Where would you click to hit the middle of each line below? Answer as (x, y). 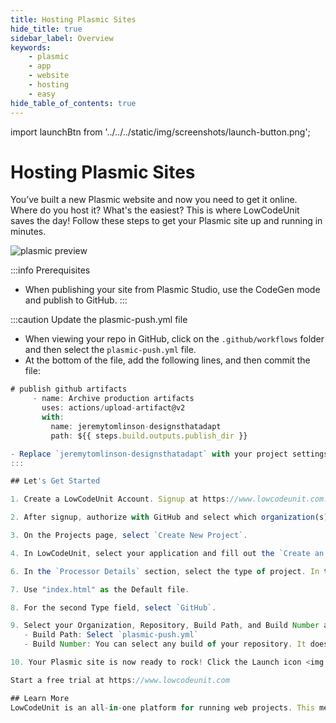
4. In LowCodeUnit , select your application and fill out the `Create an (167, 553)
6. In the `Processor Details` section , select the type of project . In (165, 571)
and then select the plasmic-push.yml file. (110, 350)
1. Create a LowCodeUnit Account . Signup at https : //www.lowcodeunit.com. (169, 499)
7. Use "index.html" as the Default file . (100, 589)
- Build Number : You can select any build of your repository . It (165, 644)
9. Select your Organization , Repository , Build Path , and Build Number (165, 626)
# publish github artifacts (69, 389)
